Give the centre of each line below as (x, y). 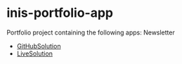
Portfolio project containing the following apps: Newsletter (91, 32)
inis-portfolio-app (60, 13)
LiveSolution (35, 53)
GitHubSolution (39, 46)
